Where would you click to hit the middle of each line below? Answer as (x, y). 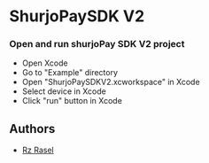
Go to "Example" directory (70, 73)
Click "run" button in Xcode (72, 101)
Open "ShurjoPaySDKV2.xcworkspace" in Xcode (111, 82)
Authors (32, 129)
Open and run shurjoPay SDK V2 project (97, 44)
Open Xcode (45, 63)
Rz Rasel (38, 150)
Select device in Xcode (64, 91)
